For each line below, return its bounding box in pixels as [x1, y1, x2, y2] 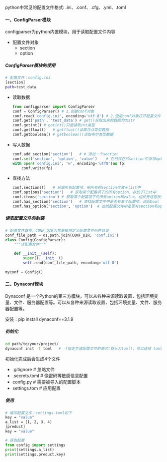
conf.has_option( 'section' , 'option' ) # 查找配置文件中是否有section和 [12, 204, 158, 209]
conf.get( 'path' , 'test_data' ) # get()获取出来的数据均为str [12, 118, 135, 123]
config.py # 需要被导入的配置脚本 [12, 379, 81, 385]
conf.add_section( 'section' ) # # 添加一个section [12, 151, 119, 156]
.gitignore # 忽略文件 [12, 366, 55, 372]
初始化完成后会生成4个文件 [5, 356, 61, 362]
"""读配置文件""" [14, 242, 46, 247]
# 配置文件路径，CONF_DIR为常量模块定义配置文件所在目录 [5, 228, 109, 233]
